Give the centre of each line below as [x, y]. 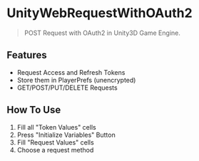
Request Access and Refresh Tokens [71, 72]
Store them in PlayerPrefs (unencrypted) [76, 80]
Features [27, 55]
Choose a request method [55, 150]
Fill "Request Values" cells [55, 142]
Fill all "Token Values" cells [57, 127]
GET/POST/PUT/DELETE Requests [67, 88]
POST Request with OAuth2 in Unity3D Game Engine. [102, 33]
